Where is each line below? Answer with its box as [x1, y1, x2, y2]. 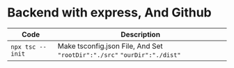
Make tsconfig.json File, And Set [57, 41, 164, 51]
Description [120, 30, 161, 39]
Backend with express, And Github [7, 5, 212, 21]
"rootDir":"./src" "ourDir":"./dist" [57, 51, 181, 59]
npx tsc [10, 43, 36, 51]
